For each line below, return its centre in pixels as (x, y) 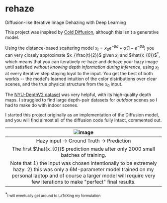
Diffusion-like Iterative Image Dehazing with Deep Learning (66, 22)
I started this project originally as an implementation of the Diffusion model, (82, 115)
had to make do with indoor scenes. (42, 105)
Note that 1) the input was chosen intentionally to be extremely (83, 163)
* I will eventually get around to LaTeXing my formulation (53, 195)
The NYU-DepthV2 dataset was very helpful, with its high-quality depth (78, 95)
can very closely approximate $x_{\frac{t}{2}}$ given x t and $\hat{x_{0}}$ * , (83, 55)
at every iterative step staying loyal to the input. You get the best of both (79, 73)
